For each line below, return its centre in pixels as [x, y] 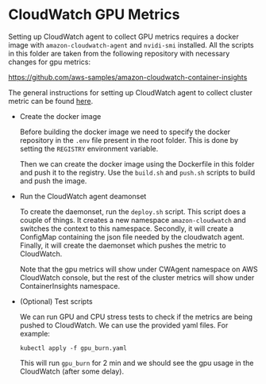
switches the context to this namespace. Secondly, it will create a [127, 228]
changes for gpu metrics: [50, 62]
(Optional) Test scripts [56, 301]
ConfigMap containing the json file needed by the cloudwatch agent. [132, 236]
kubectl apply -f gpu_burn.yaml [73, 348]
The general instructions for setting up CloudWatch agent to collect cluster [130, 92]
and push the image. [53, 181]
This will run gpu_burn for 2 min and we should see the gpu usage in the [137, 363]
